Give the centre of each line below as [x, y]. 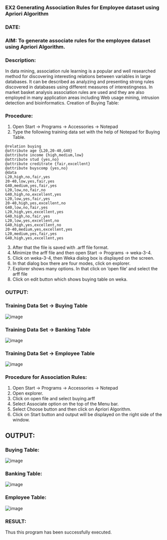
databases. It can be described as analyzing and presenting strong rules [80, 82]
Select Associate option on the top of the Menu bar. [65, 404]
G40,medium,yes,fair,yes [31, 186]
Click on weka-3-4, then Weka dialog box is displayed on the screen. [83, 258]
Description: [20, 60]
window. [21, 420]
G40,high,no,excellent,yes [33, 195]
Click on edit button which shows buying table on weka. [70, 279]
